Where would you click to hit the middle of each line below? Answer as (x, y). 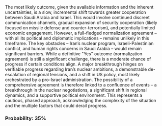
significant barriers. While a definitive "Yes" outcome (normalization (74, 54)
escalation (15, 74)
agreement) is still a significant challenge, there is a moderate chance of (78, 59)
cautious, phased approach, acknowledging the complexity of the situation (81, 100)
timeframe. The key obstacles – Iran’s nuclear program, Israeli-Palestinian (79, 43)
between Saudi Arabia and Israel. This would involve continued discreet (77, 17)
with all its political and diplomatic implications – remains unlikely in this (77, 38)
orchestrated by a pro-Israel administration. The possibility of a (69, 80)
